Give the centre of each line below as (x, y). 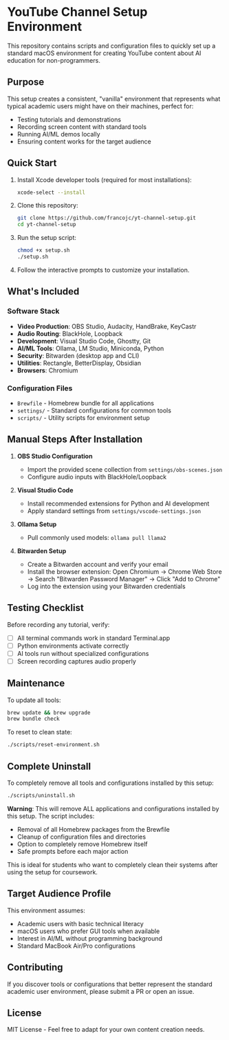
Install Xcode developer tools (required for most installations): (105, 179)
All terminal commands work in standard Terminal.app (94, 638)
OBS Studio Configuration (55, 456)
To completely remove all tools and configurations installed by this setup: (111, 783)
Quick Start (32, 163)
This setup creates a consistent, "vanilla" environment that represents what (114, 99)
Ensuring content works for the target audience (84, 141)
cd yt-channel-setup (46, 225)
